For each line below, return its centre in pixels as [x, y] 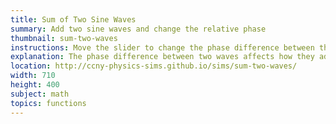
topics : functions [48, 103]
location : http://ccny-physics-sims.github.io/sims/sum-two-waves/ [154, 66]
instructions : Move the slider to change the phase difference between [162, 47]
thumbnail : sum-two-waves [64, 38]
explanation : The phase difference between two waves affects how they [162, 57]
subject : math [40, 94]
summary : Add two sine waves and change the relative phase [138, 29]
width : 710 [33, 76]
